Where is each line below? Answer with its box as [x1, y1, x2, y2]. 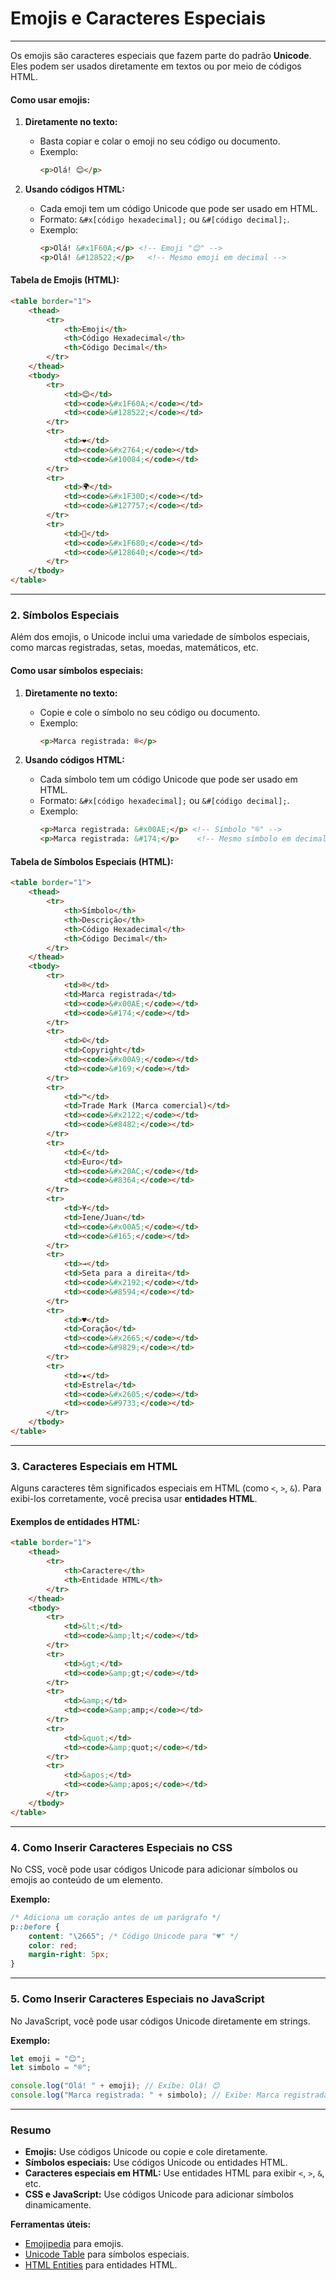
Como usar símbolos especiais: [10, 664, 144, 676]
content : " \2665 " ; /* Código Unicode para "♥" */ [28, 1931, 240, 1941]
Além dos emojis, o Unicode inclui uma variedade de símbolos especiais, [10, 631, 311, 643]
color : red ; [28, 1940, 78, 1951]
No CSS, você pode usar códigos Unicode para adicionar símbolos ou [10, 1863, 298, 1875]
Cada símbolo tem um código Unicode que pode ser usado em [39, 773, 298, 786]
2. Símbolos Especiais [10, 608, 120, 622]
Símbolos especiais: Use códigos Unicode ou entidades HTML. [24, 2157, 288, 2169]
